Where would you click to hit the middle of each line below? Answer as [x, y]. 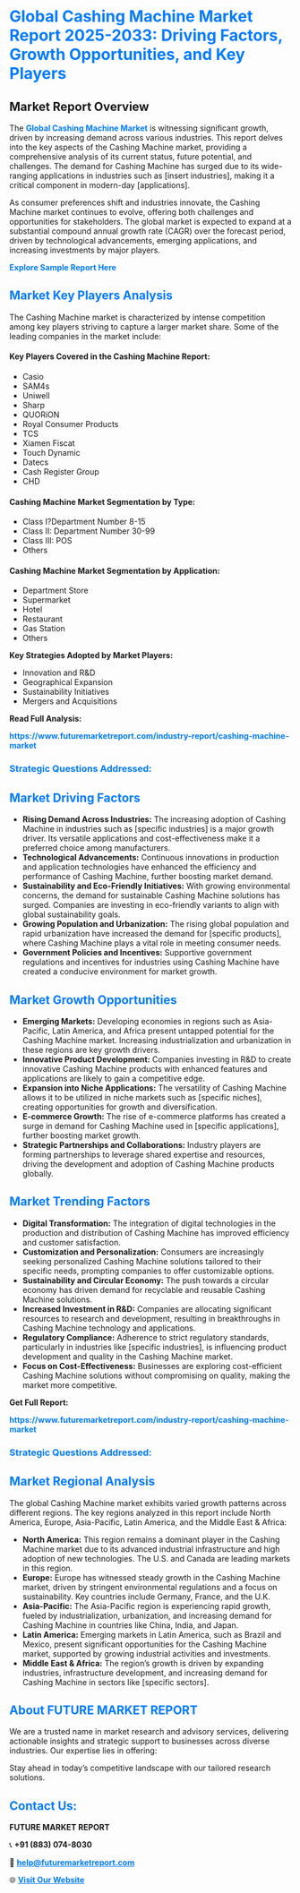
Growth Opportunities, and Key [127, 55]
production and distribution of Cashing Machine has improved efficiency [155, 1232]
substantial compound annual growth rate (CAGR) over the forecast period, [148, 231]
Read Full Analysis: [46, 719]
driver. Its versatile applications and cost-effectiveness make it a [141, 838]
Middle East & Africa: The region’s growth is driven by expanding [143, 1663]
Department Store [55, 591]
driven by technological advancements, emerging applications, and [133, 240]
